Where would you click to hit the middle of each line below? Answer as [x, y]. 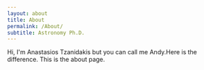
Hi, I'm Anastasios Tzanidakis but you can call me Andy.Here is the [102, 52]
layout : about [28, 13]
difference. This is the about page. [56, 60]
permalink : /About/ [35, 26]
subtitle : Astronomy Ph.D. [46, 33]
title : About [26, 20]
